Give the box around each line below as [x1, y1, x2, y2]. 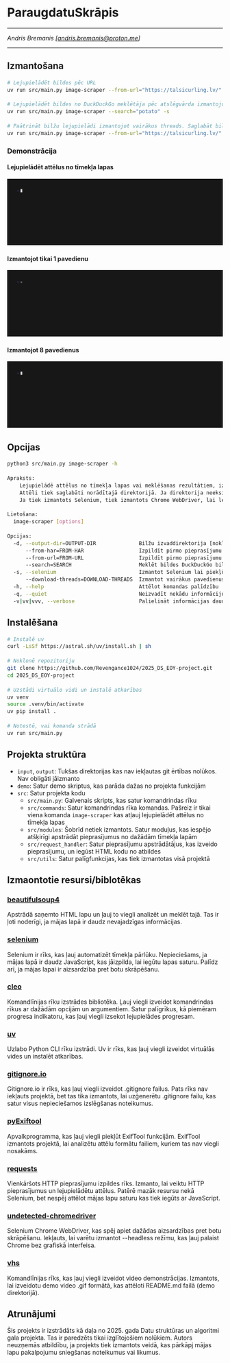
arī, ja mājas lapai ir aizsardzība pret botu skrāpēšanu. [7, 965, 159, 973]
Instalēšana [7, 617, 58, 629]
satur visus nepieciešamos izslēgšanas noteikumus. [7, 1099, 153, 1108]
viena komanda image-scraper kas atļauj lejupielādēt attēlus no [27, 810, 204, 819]
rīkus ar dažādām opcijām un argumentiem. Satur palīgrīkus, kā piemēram [7, 1004, 217, 1013]
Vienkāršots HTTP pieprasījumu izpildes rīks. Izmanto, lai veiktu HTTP [7, 1179, 205, 1187]
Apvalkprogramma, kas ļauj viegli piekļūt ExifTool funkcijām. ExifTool [7, 1132, 201, 1140]
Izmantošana [7, 60, 64, 72]
